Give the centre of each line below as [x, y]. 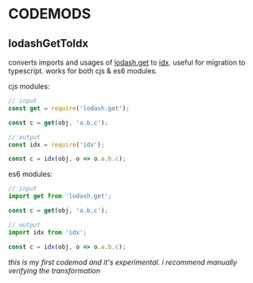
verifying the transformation [54, 270]
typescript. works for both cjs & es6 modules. [83, 71]
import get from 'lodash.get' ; [60, 196]
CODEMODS [50, 14]
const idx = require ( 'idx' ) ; [56, 144]
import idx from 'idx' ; [48, 232]
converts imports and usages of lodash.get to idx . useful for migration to [127, 62]
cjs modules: [29, 86]
